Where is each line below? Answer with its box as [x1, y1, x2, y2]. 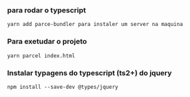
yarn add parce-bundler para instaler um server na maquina [7, 21, 184, 28]
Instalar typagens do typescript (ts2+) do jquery [7, 68, 172, 77]
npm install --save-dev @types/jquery [7, 83, 118, 90]
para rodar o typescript [7, 5, 86, 15]
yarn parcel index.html [7, 52, 76, 59]
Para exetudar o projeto [7, 37, 87, 46]
